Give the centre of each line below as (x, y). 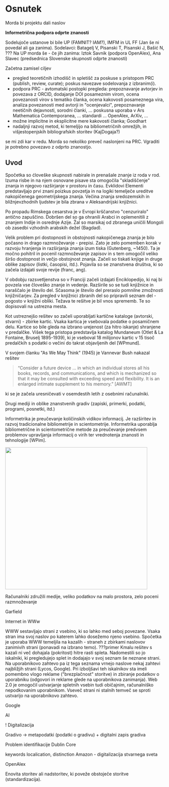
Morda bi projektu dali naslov (35, 23)
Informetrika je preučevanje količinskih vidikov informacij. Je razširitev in (81, 419)
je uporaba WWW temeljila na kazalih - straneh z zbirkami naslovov (75, 642)
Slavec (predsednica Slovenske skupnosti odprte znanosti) (66, 58)
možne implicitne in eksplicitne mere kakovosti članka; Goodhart (79, 121)
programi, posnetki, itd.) (30, 409)
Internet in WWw (23, 621)
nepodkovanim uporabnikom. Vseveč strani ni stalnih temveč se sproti (78, 690)
